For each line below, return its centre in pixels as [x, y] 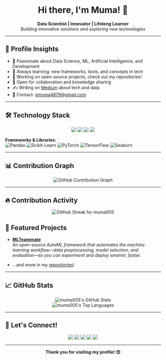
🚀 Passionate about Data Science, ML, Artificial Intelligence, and [78, 61]
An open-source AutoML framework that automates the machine [78, 245]
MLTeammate [26, 239]
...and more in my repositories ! [43, 265]
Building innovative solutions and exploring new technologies [83, 29]
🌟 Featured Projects [36, 228]
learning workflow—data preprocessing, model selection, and [75, 250]
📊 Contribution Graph [40, 165]
